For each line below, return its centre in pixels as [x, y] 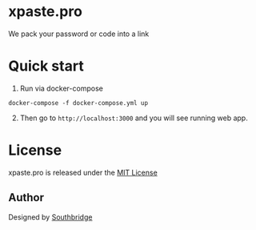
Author [26, 198]
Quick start [46, 66]
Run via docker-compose [62, 88]
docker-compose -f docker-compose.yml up [78, 103]
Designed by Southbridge [50, 217]
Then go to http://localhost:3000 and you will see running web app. [134, 118]
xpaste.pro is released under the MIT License [83, 172]
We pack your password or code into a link [79, 34]
